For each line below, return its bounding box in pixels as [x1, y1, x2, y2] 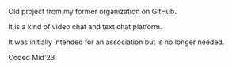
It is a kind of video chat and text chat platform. [8, 22, 162, 31]
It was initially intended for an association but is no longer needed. [8, 37, 225, 47]
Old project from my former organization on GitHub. [8, 7, 177, 16]
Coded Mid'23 [8, 53, 55, 62]
